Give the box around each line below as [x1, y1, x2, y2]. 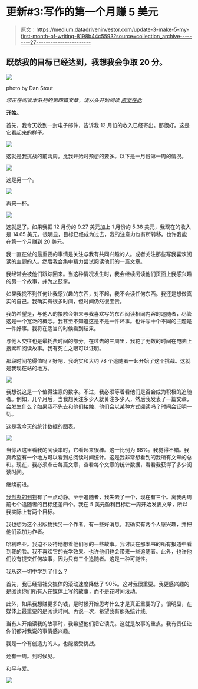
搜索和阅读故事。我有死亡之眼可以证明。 [6, 344, 104, 352]
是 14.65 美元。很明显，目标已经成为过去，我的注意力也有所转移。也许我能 [6, 230, 187, 237]
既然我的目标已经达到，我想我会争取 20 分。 [6, 57, 167, 68]
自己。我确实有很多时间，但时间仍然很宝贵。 [16, 297, 125, 304]
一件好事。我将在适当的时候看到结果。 [6, 324, 99, 332]
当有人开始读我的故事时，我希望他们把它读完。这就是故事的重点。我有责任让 [6, 620, 192, 627]
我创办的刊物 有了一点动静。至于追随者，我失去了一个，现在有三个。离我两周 [6, 493, 192, 501]
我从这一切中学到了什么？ [6, 568, 68, 575]
